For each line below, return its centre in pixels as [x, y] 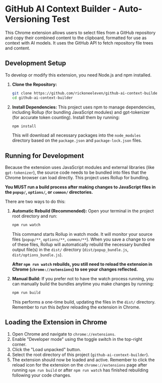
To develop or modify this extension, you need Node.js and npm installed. [78, 75]
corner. [19, 344]
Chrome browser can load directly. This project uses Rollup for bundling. [77, 178]
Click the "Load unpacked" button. [46, 349]
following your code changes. [42, 375]
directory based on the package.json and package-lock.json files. [77, 140]
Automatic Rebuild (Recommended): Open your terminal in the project [83, 211]
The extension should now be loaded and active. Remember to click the [83, 360]
